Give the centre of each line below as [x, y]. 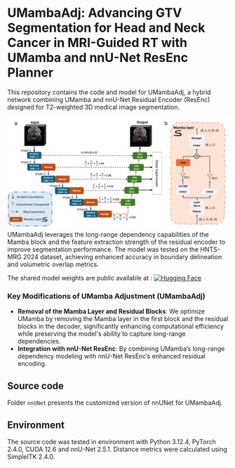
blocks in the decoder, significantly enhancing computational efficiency [121, 326]
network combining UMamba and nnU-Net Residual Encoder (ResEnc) [109, 99]
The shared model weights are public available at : [80, 278]
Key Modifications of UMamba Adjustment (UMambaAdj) [106, 297]
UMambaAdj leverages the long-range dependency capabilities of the [108, 235]
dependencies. [39, 342]
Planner [31, 73]
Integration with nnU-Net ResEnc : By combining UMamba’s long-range [121, 349]
